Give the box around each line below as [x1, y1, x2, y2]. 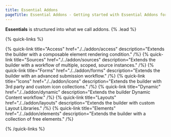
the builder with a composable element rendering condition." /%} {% [5, 51, 149, 57]
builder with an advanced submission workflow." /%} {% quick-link [5, 73, 146, 79]
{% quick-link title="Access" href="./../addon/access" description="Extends [5, 46, 164, 52]
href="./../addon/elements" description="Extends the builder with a [5, 110, 146, 117]
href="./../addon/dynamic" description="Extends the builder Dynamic [5, 89, 151, 95]
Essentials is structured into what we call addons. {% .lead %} [5, 26, 136, 32]
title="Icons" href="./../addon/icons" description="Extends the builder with [5, 78, 162, 84]
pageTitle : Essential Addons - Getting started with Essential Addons [5, 12, 158, 17]
